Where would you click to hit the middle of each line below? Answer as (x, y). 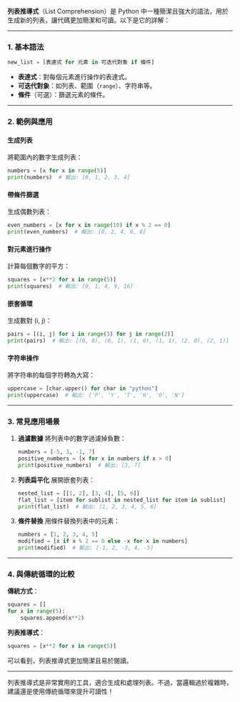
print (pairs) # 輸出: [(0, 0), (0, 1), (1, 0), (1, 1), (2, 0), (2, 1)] (119, 341)
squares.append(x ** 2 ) (52, 618)
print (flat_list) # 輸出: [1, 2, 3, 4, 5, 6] (87, 506)
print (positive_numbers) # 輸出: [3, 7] (79, 465)
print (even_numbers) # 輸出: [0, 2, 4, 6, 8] (77, 232)
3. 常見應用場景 (34, 421)
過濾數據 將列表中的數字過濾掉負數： (72, 438)
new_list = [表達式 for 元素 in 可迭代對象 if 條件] (81, 62)
